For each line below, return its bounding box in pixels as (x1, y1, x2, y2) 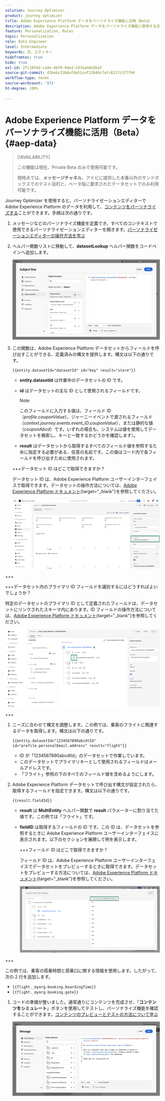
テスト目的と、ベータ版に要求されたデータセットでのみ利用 (38, 180, 159, 187)
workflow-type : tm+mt (5, 75, 50, 81)
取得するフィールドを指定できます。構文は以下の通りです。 (12, 787, 132, 793)
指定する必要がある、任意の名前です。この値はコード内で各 (28, 449, 149, 455)
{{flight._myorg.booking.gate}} (12, 990, 79, 994)
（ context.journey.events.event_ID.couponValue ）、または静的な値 (19, 420, 153, 426)
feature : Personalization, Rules (5, 29, 74, 34)
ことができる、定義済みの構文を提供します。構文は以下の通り (25, 351, 150, 357)
